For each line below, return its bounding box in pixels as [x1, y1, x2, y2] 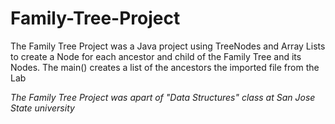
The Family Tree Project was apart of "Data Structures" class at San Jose [10, 91, 316, 103]
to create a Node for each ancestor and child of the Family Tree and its [10, 50, 302, 62]
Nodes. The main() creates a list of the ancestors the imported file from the [10, 61, 320, 73]
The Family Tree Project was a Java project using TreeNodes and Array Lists [10, 40, 326, 52]
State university [10, 102, 75, 114]
